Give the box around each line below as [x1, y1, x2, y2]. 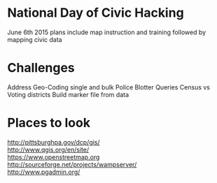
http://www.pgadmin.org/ [7, 168, 80, 176]
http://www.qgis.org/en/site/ [7, 145, 90, 154]
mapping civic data [7, 35, 62, 43]
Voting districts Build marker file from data [7, 90, 129, 98]
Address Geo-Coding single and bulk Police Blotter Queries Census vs [7, 82, 210, 91]
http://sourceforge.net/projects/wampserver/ [7, 160, 137, 168]
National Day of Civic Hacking [7, 5, 184, 21]
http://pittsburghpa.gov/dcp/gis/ [7, 138, 100, 146]
